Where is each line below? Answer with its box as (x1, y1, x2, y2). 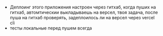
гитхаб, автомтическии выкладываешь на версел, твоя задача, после (9, 9, 158, 15)
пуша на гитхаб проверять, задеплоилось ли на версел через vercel (9, 15, 155, 20)
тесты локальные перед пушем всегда (9, 25, 92, 31)
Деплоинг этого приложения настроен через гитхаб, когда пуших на (9, 4, 156, 10)
